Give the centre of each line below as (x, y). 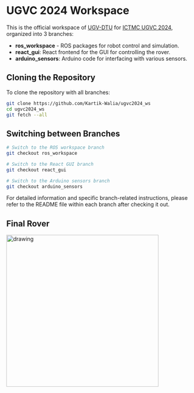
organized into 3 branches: (40, 33)
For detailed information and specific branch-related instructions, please (97, 198)
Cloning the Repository (51, 77)
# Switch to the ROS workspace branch (55, 148)
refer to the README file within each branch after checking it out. (88, 205)
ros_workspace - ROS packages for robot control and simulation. (97, 46)
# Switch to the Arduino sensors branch (58, 181)
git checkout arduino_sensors (45, 186)
